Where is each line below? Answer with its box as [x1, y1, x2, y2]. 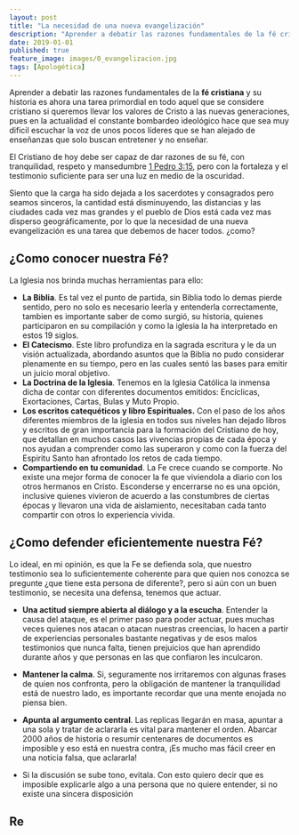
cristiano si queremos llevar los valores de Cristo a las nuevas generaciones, [9, 106, 290, 116]
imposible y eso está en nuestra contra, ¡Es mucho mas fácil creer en [21, 743, 276, 753]
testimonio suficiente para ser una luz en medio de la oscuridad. [9, 170, 245, 181]
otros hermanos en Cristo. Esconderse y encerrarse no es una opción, [21, 481, 280, 492]
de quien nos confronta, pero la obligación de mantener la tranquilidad [21, 678, 281, 689]
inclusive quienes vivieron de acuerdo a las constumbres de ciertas [21, 490, 270, 501]
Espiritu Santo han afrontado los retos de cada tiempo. [21, 453, 222, 463]
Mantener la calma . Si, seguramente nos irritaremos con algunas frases [21, 669, 287, 679]
